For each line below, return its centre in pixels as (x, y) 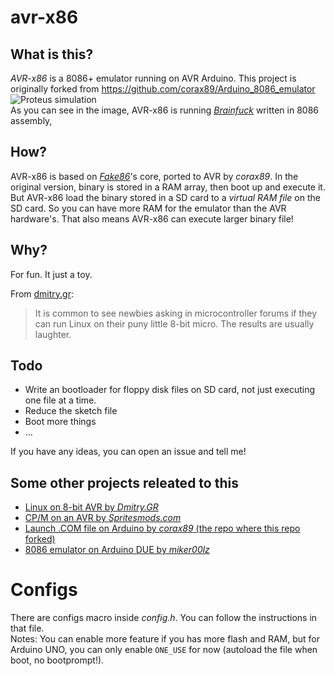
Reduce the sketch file (71, 411)
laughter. (53, 334)
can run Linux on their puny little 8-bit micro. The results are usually (174, 323)
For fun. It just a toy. (51, 274)
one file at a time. (60, 400)
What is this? (52, 54)
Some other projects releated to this (124, 482)
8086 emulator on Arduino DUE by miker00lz (117, 550)
